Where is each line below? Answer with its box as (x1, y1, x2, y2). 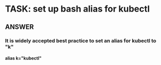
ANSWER (5, 23, 34, 31)
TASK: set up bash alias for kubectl (5, 3, 150, 15)
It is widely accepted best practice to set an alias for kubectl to (5, 37, 157, 44)
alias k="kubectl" (5, 55, 42, 61)
